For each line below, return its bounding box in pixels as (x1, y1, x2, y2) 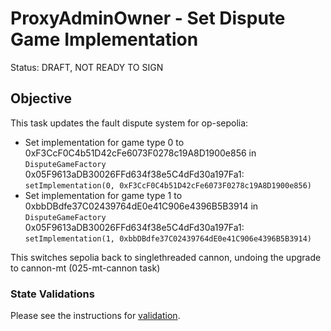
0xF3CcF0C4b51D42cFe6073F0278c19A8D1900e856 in (24, 147, 257, 159)
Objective (10, 90, 73, 107)
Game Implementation (10, 28, 199, 51)
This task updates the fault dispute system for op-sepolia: (10, 117, 249, 129)
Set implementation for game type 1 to (24, 189, 183, 201)
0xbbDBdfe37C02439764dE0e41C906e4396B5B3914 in (24, 200, 259, 212)
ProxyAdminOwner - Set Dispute (10, 7, 286, 30)
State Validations (10, 287, 95, 301)
